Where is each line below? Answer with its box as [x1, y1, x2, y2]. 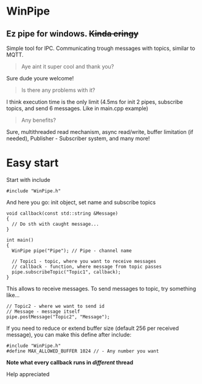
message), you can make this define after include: [6, 330, 132, 338]
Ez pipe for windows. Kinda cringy [6, 29, 139, 39]
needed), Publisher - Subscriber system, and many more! [6, 135, 150, 142]
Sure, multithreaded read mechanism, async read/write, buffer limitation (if [6, 128, 193, 135]
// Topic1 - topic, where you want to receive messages [12, 258, 156, 264]
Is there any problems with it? [21, 86, 96, 94]
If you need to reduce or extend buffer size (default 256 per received [6, 324, 179, 332]
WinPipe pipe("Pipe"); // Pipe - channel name [12, 248, 132, 254]
